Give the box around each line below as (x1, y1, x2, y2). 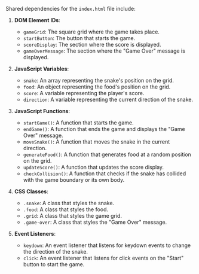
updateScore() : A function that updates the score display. (23, 164, 164, 171)
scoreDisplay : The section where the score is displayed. (23, 41, 161, 48)
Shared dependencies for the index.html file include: (5, 5, 136, 12)
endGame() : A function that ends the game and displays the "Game (23, 126, 186, 132)
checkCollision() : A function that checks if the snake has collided (23, 170, 186, 177)
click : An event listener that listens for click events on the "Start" (23, 254, 184, 261)
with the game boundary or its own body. (23, 176, 125, 183)
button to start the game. (23, 261, 85, 268)
